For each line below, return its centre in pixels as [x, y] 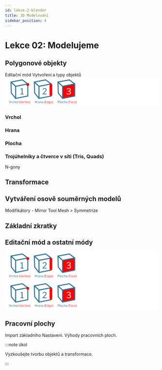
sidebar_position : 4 [26, 20]
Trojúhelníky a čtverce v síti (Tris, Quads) [55, 156]
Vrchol [13, 117]
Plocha [13, 143]
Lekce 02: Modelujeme [52, 45]
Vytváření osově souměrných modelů [63, 199]
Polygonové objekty [36, 63]
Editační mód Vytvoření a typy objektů [43, 75]
